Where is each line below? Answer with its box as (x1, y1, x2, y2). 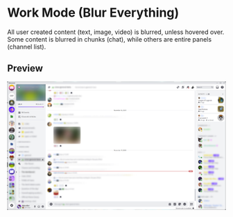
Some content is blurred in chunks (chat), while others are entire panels (7, 35, 212, 43)
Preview (7, 62, 44, 74)
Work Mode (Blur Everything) (7, 5, 180, 21)
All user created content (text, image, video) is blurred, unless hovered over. (7, 28, 225, 36)
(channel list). (7, 42, 46, 51)
